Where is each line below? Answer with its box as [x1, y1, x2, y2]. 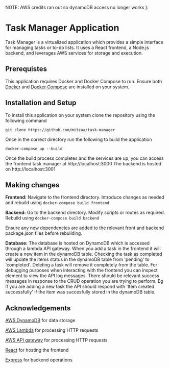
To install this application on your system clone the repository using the [5, 112, 156, 118]
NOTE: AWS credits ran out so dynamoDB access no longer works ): [5, 5, 149, 10]
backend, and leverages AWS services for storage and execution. [5, 50, 143, 56]
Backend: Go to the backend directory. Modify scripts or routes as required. [5, 209, 165, 216]
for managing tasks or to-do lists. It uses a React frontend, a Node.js [5, 44, 149, 51]
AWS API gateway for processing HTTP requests [5, 337, 108, 344]
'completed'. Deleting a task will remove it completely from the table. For [5, 262, 158, 268]
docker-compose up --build [5, 146, 63, 151]
